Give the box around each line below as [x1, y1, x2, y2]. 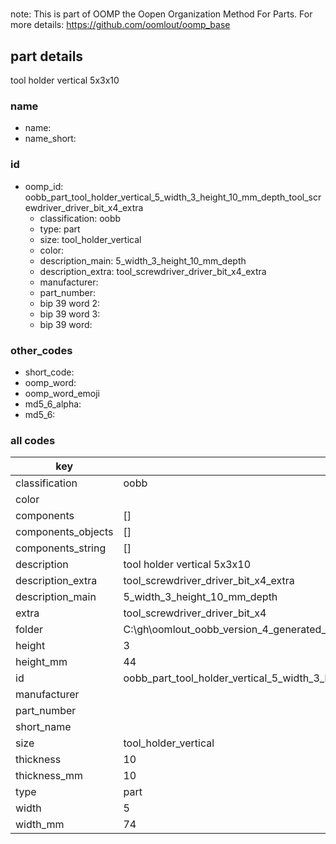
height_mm [15, 655, 68, 669]
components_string [15, 541, 107, 555]
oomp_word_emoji [24, 387, 101, 399]
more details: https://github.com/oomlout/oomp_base [10, 19, 231, 31]
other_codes [10, 343, 73, 357]
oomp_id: [24, 180, 64, 192]
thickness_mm [15, 769, 84, 783]
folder [15, 623, 44, 637]
